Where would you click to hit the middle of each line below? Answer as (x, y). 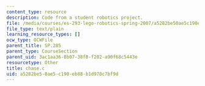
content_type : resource (37, 12)
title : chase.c (26, 68)
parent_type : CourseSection (42, 51)
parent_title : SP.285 (34, 46)
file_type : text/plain (35, 29)
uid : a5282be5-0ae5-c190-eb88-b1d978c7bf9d (63, 74)
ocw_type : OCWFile (30, 40)
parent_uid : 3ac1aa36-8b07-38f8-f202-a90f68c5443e (72, 57)
